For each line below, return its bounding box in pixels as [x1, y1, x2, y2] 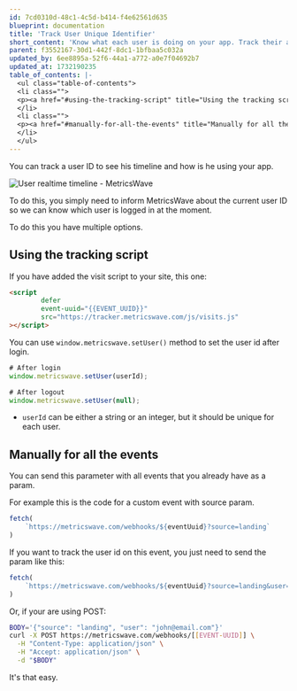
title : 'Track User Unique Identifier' [9, 29, 156, 38]
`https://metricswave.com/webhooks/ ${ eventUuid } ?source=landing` [25, 523, 271, 532]
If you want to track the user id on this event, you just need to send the [9, 547, 267, 557]
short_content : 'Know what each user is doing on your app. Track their [9, 37, 283, 47]
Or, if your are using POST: [9, 606, 106, 617]
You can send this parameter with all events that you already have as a [9, 470, 267, 481]
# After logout [9, 387, 65, 397]
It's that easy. [9, 672, 59, 682]
